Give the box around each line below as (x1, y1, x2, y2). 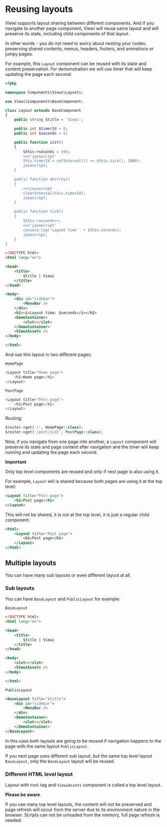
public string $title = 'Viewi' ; (14, 117, 84, 122)
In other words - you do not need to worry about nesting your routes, (5, 40, 147, 46)
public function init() (14, 140, 64, 145)
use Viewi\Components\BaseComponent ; (5, 99, 84, 104)
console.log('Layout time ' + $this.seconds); (23, 227, 122, 233)
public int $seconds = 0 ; (14, 131, 68, 136)
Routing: (5, 415, 22, 421)
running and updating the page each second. (5, 449, 98, 455)
